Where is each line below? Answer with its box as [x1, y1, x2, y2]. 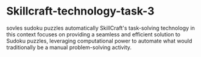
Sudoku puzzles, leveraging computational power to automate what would [6, 37, 192, 44]
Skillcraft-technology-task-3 [6, 4, 155, 18]
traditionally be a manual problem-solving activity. [6, 44, 132, 51]
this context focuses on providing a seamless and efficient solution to [6, 30, 181, 38]
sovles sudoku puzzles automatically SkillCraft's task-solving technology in [6, 24, 195, 32]
